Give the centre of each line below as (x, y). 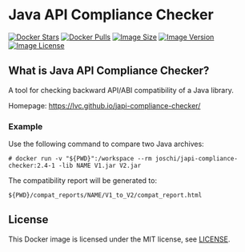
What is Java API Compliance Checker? (109, 71)
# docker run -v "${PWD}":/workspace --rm (80, 159)
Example (26, 126)
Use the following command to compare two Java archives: (106, 144)
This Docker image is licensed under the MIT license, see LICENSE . (119, 239)
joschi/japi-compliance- (197, 159)
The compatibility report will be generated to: (83, 181)
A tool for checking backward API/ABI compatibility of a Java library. (121, 90)
